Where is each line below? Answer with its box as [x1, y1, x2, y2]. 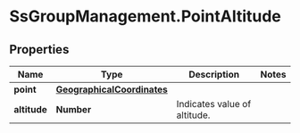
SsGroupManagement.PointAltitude [9, 6, 281, 27]
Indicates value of [176, 98, 252, 110]
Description [188, 69, 239, 80]
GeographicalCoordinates [55, 83, 168, 96]
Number [55, 104, 92, 115]
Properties [9, 42, 70, 57]
